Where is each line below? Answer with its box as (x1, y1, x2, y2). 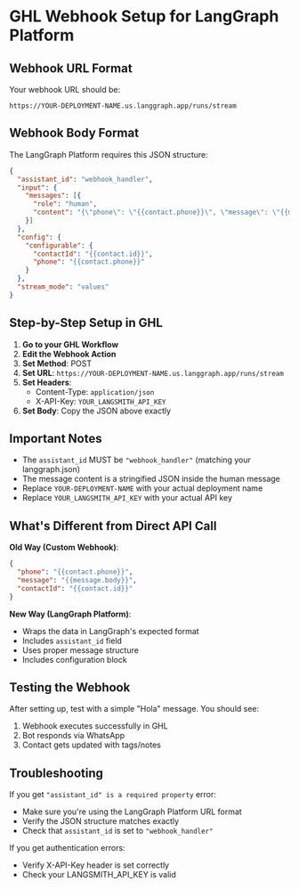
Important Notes (9, 431, 102, 446)
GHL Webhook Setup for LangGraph (9, 6, 279, 27)
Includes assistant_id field (21, 635, 123, 646)
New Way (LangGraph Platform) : (9, 608, 132, 619)
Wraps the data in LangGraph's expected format (21, 625, 199, 636)
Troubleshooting (9, 765, 104, 780)
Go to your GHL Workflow (21, 338, 118, 349)
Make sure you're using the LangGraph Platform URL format (21, 806, 242, 817)
